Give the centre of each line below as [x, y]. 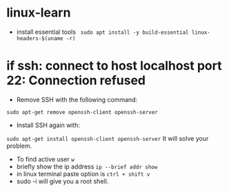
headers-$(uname [40, 38]
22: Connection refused [76, 80]
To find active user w [46, 159]
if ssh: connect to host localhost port [114, 66]
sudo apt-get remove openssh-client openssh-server [82, 112]
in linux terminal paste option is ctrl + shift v [83, 173]
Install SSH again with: [48, 125]
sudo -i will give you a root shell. [62, 181]
